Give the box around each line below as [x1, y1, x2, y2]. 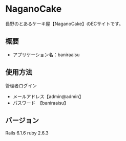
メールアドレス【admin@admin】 [12, 93, 84, 100]
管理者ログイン [5, 82, 37, 88]
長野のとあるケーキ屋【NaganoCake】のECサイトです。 [5, 20, 124, 27]
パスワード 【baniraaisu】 [12, 100, 69, 106]
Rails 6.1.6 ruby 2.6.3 [5, 130, 49, 136]
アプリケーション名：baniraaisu [12, 52, 80, 58]
